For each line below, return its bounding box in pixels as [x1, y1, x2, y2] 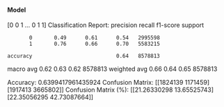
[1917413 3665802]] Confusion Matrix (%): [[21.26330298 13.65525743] [7, 85, 214, 94]
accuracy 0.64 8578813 [7, 53, 160, 60]
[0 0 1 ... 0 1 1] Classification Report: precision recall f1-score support [7, 21, 205, 29]
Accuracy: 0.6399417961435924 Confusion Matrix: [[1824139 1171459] [7, 79, 210, 87]
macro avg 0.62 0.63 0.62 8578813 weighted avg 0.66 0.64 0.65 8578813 [7, 65, 218, 73]
